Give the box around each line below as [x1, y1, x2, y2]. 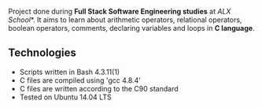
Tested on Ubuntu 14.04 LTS [19, 92, 112, 102]
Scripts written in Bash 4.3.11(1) [19, 67, 120, 76]
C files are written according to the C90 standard [19, 84, 179, 93]
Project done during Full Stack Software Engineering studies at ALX [8, 7, 231, 16]
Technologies [8, 47, 77, 60]
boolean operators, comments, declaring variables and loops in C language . [8, 24, 255, 32]
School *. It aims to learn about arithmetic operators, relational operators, [8, 15, 242, 24]
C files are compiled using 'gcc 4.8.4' [19, 75, 142, 85]
